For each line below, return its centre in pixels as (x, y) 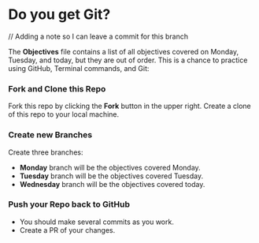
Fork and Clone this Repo (57, 88)
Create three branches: (46, 152)
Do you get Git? (59, 15)
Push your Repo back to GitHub (69, 204)
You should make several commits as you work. (97, 222)
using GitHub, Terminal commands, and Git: (79, 68)
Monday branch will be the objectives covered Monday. (110, 167)
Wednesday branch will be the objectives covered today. (112, 184)
